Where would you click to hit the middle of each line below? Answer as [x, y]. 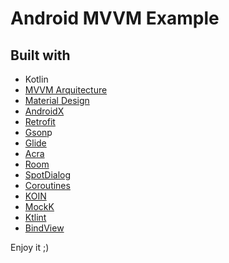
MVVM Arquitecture [66, 90]
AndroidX [44, 111]
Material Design [57, 100]
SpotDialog [48, 175]
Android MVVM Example [115, 18]
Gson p [38, 132]
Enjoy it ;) [30, 247]
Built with [40, 55]
